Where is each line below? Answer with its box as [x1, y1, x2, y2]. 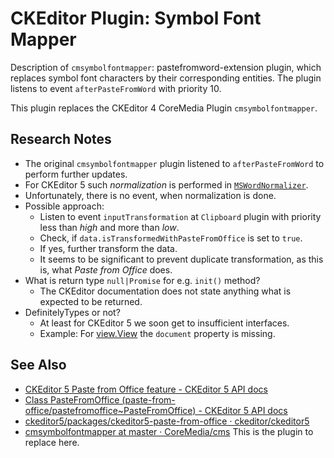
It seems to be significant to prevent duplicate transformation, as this [39, 253, 324, 265]
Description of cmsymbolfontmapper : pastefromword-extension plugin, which [10, 61, 322, 73]
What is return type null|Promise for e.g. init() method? [24, 274, 261, 286]
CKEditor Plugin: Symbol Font [10, 7, 262, 30]
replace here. [24, 436, 80, 448]
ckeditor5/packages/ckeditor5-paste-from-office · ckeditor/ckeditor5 [24, 415, 310, 427]
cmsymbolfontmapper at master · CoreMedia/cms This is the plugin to [24, 425, 314, 437]
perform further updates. [24, 168, 128, 180]
